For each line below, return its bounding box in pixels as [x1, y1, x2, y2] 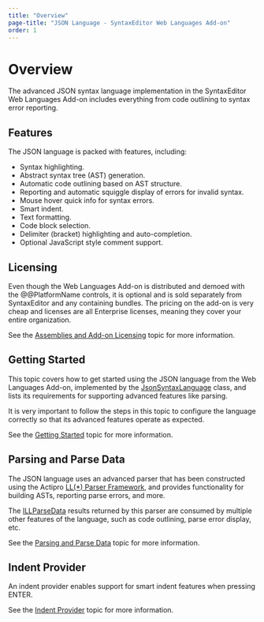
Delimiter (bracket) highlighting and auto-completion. [19, 230, 192, 239]
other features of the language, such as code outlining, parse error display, [8, 514, 251, 523]
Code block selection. [19, 221, 91, 230]
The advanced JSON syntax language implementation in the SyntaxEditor [8, 86, 247, 96]
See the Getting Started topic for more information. [8, 429, 173, 439]
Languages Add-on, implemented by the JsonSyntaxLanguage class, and [8, 382, 247, 392]
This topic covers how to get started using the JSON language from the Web [8, 374, 257, 384]
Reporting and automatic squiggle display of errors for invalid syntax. [19, 187, 244, 197]
